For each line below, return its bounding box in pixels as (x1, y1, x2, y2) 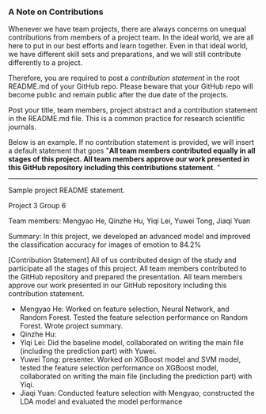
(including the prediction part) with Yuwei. (19, 347, 157, 356)
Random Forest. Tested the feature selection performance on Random (19, 313, 248, 322)
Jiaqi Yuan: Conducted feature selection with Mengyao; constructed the (19, 389, 255, 398)
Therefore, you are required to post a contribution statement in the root (8, 74, 240, 83)
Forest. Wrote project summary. (19, 321, 123, 331)
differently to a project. (8, 58, 83, 67)
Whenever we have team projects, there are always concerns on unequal (8, 25, 247, 34)
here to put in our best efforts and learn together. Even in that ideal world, (8, 41, 248, 51)
